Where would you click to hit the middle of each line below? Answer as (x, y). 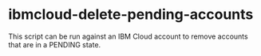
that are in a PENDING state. (55, 44)
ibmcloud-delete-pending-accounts (131, 15)
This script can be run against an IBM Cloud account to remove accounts (129, 36)
